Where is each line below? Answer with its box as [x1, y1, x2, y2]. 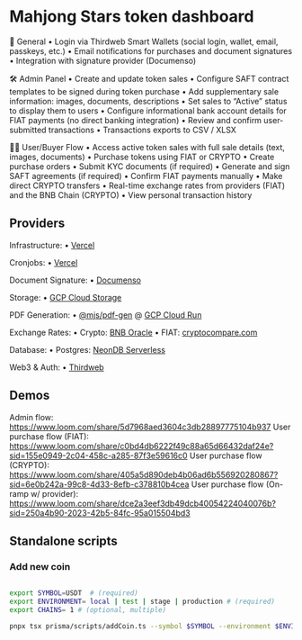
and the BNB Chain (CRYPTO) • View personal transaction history [9, 189, 253, 200]
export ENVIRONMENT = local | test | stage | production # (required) [9, 597, 276, 607]
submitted [9, 124, 47, 135]
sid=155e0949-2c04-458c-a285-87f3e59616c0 [9, 450, 188, 461]
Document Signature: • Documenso [9, 275, 142, 285]
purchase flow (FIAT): [9, 430, 90, 442]
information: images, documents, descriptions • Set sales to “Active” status [9, 95, 288, 106]
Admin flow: [9, 411, 54, 422]
